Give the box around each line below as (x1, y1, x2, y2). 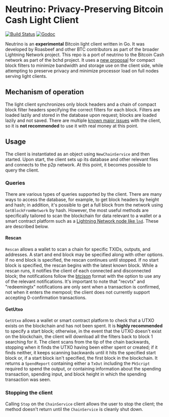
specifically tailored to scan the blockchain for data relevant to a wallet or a (5, 213, 161, 219)
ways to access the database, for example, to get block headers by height (5, 196, 159, 202)
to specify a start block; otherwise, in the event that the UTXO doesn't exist (5, 328, 162, 335)
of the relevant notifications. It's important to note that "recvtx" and (5, 278, 145, 284)
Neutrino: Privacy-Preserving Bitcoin (5, 4, 163, 15)
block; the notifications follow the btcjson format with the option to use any (5, 273, 161, 279)
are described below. (5, 223, 49, 229)
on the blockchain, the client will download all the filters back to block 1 (5, 333, 153, 340)
